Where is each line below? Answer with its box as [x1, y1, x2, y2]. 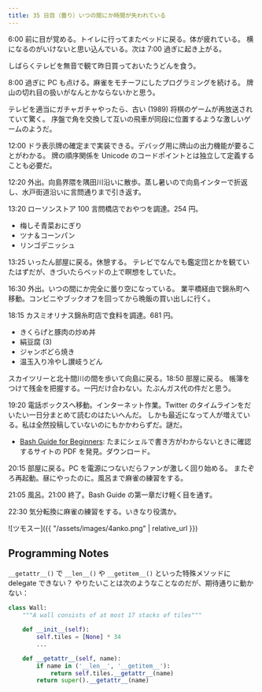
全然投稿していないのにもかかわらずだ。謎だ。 [35, 420, 187, 429]
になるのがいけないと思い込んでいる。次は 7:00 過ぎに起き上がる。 [8, 44, 227, 54]
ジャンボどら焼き [19, 346, 76, 356]
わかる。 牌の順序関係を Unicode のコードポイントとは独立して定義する [21, 151, 255, 160]
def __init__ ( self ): [22, 626, 90, 634]
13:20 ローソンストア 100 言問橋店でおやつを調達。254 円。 [8, 204, 203, 213]
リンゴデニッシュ [19, 240, 76, 249]
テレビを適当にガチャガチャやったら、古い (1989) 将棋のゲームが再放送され [8, 104, 253, 114]
